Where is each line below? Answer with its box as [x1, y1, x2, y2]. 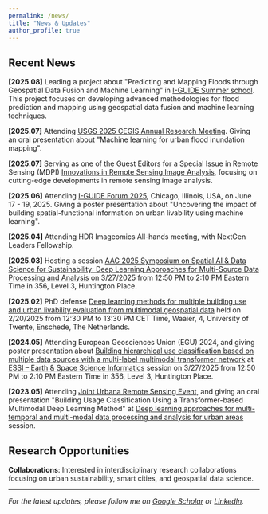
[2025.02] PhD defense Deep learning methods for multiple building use [8, 296, 247, 307]
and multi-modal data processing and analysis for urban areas [39, 412, 244, 422]
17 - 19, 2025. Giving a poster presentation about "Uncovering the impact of [8, 200, 257, 210]
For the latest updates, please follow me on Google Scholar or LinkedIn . [8, 496, 245, 506]
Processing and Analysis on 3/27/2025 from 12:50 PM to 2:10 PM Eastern [8, 273, 250, 283]
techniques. [8, 111, 47, 120]
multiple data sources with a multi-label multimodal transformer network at [8, 355, 254, 364]
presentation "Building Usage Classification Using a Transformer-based [8, 395, 244, 405]
